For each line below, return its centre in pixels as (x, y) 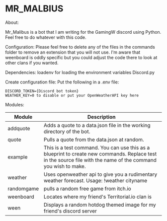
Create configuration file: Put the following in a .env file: (62, 82)
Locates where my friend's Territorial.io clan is (98, 197)
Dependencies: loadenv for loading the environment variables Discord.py (80, 72)
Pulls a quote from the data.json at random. (94, 140)
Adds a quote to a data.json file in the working (97, 125)
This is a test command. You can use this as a (97, 147)
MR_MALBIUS (34, 9)
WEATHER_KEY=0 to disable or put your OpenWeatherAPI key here (72, 95)
